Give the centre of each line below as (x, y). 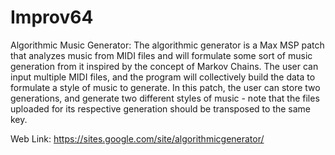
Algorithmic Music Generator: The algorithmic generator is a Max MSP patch (167, 45)
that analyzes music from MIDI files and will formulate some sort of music (161, 55)
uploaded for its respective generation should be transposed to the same (161, 108)
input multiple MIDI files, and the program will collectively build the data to (163, 77)
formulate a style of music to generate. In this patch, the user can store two (165, 87)
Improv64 (52, 17)
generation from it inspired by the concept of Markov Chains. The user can (164, 66)
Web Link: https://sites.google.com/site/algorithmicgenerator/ (137, 138)
